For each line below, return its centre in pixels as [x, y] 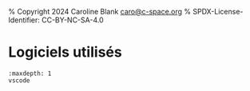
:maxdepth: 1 [30, 73]
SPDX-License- [218, 12]
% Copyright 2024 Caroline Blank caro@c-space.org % [100, 12]
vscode [19, 80]
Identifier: [24, 20]
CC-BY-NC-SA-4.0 [72, 20]
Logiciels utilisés [65, 52]
